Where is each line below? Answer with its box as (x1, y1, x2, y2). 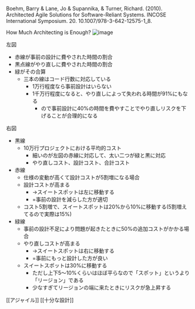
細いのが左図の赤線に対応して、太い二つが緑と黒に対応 (32, 152, 166, 159)
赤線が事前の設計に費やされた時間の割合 (14, 53, 113, 61)
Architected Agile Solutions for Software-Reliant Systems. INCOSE (6, 11, 166, 18)
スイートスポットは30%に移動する (23, 262, 107, 269)
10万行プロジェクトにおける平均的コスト (23, 145, 122, 152)
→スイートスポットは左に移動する (32, 189, 115, 196)
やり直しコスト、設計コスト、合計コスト (32, 159, 130, 166)
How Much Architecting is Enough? (6, 29, 91, 36)
